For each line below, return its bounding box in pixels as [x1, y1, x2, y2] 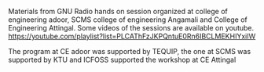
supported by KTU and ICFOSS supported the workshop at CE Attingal [8, 55, 236, 64]
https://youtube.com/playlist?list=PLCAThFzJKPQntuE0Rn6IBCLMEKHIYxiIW [8, 31, 256, 41]
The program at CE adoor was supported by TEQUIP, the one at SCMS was [8, 47, 251, 56]
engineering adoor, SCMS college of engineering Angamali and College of [8, 15, 247, 24]
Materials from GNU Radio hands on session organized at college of [8, 7, 228, 16]
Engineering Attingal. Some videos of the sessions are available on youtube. [8, 23, 255, 32]
